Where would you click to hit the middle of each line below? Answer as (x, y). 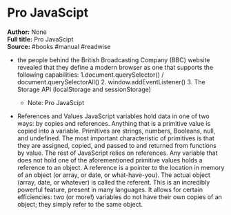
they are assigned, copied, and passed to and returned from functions (117, 145)
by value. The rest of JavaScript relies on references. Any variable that (117, 153)
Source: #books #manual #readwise (59, 46)
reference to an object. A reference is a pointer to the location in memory (121, 167)
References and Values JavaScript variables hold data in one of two (113, 116)
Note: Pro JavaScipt (56, 102)
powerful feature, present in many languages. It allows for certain (110, 189)
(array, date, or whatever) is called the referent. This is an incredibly (113, 182)
